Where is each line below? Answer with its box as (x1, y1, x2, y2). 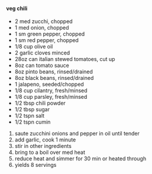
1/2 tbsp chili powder (14, 99, 66, 107)
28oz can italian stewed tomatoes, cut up (14, 56, 115, 63)
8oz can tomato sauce (14, 62, 69, 69)
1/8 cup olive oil (14, 43, 53, 50)
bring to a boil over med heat (14, 149, 86, 156)
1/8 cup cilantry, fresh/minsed (14, 87, 88, 94)
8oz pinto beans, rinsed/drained (14, 68, 93, 75)
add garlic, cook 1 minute (14, 136, 76, 143)
